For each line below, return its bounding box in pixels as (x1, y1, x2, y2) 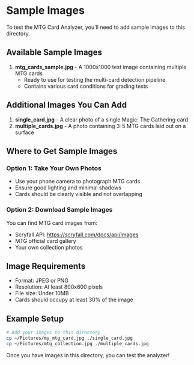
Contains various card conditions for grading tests (23, 82, 148, 90)
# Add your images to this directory (6, 330, 101, 336)
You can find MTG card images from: (6, 219, 98, 226)
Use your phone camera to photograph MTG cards (14, 178, 141, 185)
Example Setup (6, 313, 64, 324)
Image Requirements (6, 261, 86, 271)
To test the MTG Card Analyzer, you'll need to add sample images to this (6, 23, 185, 31)
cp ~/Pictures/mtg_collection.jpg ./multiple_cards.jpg (6, 340, 149, 346)
